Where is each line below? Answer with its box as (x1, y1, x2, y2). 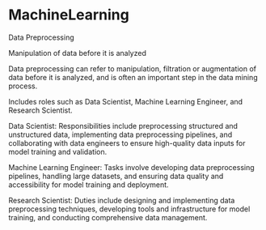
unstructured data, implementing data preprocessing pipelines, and (8, 130, 233, 139)
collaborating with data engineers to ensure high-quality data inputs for (8, 138, 246, 147)
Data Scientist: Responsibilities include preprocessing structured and (8, 121, 239, 130)
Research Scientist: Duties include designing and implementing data (8, 195, 235, 205)
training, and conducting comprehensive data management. (8, 212, 208, 222)
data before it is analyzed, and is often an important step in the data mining (8, 72, 258, 82)
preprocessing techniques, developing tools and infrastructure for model (8, 204, 251, 214)
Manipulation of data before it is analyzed (8, 48, 147, 57)
